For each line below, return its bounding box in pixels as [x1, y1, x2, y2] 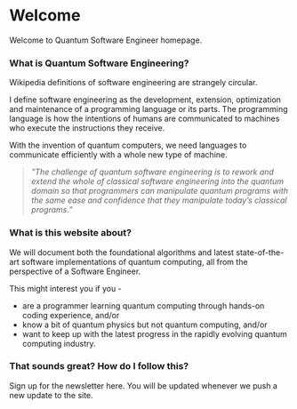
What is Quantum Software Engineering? [9, 57, 189, 69]
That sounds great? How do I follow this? [9, 360, 189, 373]
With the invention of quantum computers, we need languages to [9, 140, 247, 151]
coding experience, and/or [21, 309, 120, 320]
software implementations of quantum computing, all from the [20, 256, 248, 267]
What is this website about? [9, 227, 132, 239]
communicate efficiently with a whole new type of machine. [9, 149, 229, 160]
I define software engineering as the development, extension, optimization [9, 94, 282, 105]
